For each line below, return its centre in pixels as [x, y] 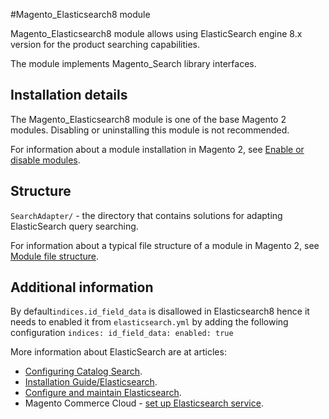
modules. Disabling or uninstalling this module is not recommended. [150, 130]
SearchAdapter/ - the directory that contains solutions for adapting [146, 215]
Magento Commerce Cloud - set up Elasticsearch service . [144, 403]
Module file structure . [55, 256]
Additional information [82, 287]
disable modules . [45, 160]
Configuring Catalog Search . [83, 371]
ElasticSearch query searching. [74, 226]
